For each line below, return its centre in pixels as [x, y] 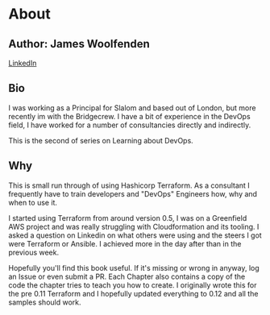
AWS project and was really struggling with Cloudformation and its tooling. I [134, 226]
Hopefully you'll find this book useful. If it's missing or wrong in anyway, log [134, 267]
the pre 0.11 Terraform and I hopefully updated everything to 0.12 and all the [133, 293]
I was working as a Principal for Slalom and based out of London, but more [132, 108]
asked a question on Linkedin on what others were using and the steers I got [135, 235]
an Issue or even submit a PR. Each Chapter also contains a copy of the [127, 276]
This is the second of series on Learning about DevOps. [101, 140]
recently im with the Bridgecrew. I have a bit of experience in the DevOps [130, 116]
